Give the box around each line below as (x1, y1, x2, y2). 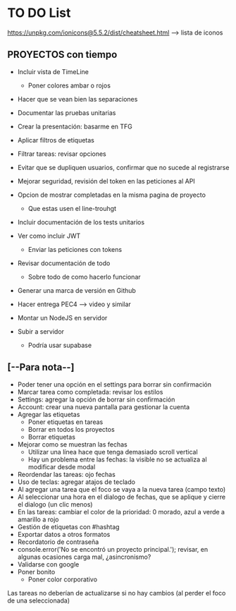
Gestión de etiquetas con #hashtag (17, 522, 120, 531)
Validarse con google (17, 559, 80, 569)
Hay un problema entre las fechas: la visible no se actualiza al (27, 455, 207, 464)
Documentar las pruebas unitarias (17, 108, 116, 117)
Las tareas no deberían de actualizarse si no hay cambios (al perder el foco (7, 588, 226, 597)
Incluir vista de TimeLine (17, 67, 89, 75)
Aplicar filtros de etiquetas (17, 135, 95, 144)
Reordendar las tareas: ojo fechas (17, 470, 116, 478)
